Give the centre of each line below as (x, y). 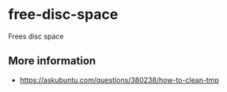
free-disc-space (63, 15)
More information (52, 61)
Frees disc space (36, 36)
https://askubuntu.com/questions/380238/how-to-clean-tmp (119, 79)
